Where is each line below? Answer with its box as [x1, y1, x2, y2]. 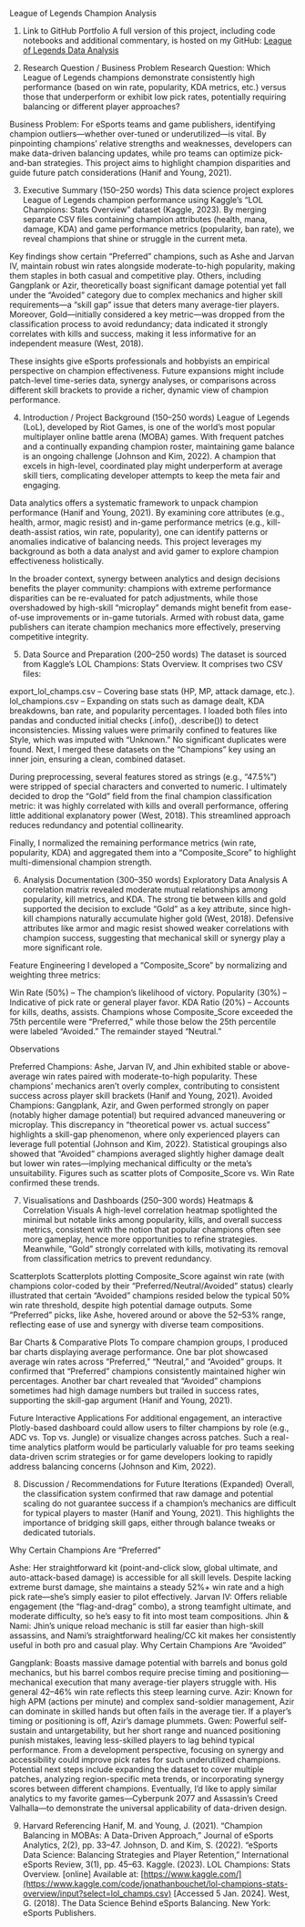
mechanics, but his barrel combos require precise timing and [9, 1667, 238, 1677]
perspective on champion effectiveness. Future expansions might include [9, 365, 285, 376]
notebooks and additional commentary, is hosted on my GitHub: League [22, 36, 292, 46]
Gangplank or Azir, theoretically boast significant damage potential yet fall [9, 280, 287, 291]
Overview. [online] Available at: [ [22, 1869, 144, 1880]
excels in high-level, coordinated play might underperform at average [22, 460, 283, 471]
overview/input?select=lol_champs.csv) [22, 1888, 172, 1899]
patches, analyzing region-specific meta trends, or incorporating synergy [9, 1774, 285, 1784]
